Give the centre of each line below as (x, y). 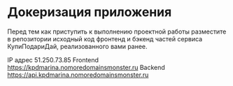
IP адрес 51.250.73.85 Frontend (53, 59)
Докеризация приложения (90, 12)
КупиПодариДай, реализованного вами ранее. (78, 46)
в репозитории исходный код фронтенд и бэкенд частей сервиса (105, 38)
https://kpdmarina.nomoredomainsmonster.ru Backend (86, 67)
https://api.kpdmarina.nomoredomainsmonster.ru (78, 75)
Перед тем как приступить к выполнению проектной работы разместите (117, 31)
